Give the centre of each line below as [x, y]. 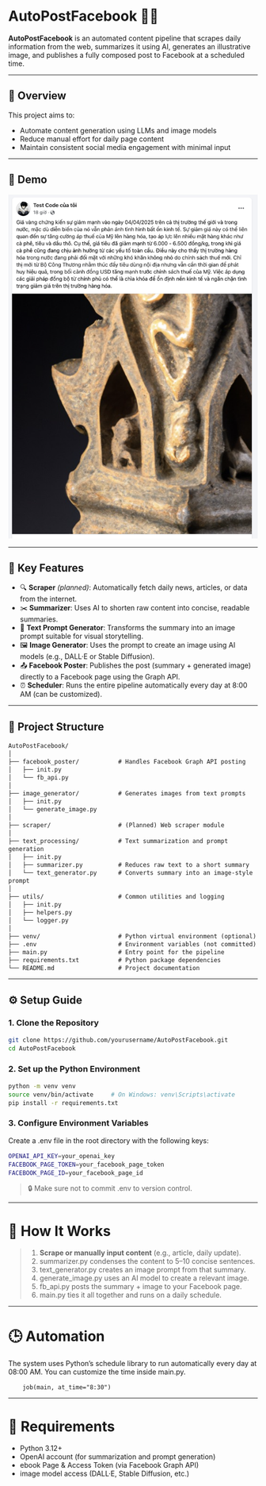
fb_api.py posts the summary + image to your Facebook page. [141, 1287]
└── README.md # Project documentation [104, 968]
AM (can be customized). [61, 695]
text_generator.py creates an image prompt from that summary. [143, 1270]
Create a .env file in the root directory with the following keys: [108, 1140]
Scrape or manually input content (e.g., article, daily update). [140, 1253]
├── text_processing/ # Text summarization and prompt [118, 841]
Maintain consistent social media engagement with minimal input [125, 147]
